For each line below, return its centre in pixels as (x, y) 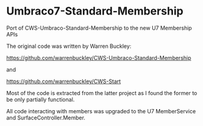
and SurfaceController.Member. (46, 118)
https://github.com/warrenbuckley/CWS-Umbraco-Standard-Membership (99, 58)
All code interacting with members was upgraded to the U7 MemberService (101, 111)
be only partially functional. (41, 99)
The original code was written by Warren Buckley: (69, 46)
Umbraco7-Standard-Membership (95, 11)
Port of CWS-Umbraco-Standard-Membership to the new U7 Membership (99, 28)
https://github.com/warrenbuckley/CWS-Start (64, 81)
